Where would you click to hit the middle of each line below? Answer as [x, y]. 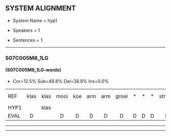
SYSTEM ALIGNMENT [41, 8]
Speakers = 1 [26, 30]
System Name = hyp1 [35, 20]
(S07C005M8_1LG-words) [33, 70]
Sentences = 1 [27, 40]
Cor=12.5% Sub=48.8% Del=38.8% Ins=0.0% [61, 81]
